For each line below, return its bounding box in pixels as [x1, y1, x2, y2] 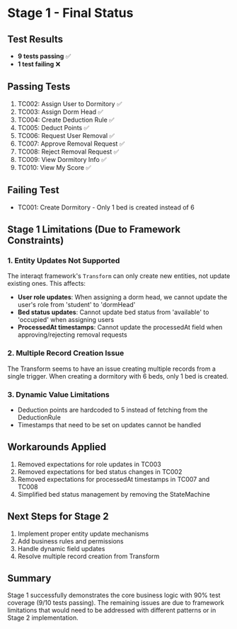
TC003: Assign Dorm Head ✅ [17, 108, 104, 116]
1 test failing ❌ [17, 60, 61, 68]
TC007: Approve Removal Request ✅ [17, 139, 125, 148]
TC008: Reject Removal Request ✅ [17, 147, 120, 156]
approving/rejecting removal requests [17, 330, 127, 339]
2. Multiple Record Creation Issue [7, 348, 125, 358]
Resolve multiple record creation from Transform [17, 552, 160, 560]
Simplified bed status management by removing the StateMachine [17, 490, 210, 498]
